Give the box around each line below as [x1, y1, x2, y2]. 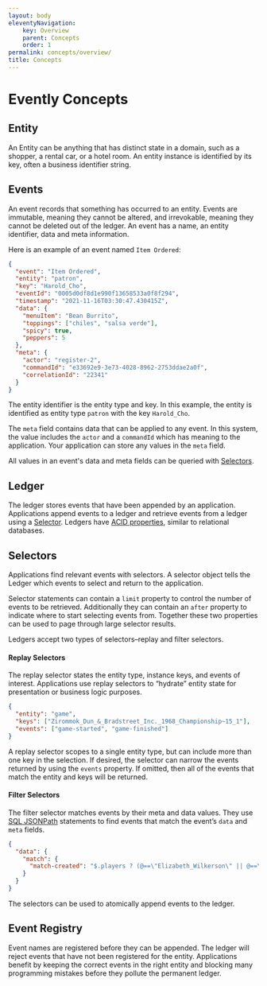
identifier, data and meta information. [8, 229, 130, 239]
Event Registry [8, 922, 83, 935]
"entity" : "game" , [15, 710, 77, 718]
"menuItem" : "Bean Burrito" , [22, 312, 119, 320]
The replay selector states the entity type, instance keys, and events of [8, 670, 241, 680]
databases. [8, 526, 45, 535]
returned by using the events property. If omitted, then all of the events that [8, 763, 254, 773]
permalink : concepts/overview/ [8, 49, 112, 56]
